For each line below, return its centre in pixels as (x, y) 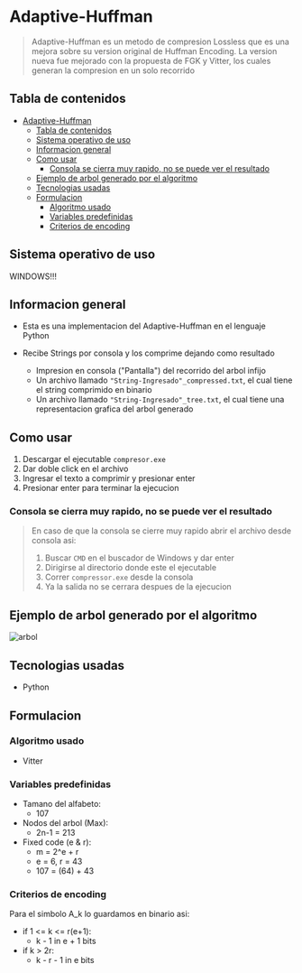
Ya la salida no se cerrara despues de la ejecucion (138, 587)
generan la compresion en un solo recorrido (113, 70)
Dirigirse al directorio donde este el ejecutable (131, 568)
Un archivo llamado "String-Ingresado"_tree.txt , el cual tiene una (160, 400)
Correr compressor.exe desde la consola (119, 577)
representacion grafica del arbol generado (114, 409)
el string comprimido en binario (94, 390)
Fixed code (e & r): (57, 842)
